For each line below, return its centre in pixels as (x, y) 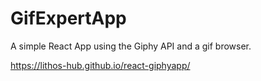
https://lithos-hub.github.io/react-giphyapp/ (100, 65)
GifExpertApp (68, 18)
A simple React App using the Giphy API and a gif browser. (131, 46)
